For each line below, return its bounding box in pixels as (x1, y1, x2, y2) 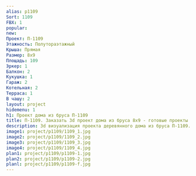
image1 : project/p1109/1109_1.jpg (6, 128, 91, 135)
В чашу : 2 (6, 96, 31, 101)
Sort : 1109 (6, 14, 33, 20)
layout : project (6, 101, 46, 107)
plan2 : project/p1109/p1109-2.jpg (6, 156, 91, 162)
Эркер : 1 (6, 63, 28, 69)
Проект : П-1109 (6, 36, 44, 42)
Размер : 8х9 (6, 52, 35, 58)
